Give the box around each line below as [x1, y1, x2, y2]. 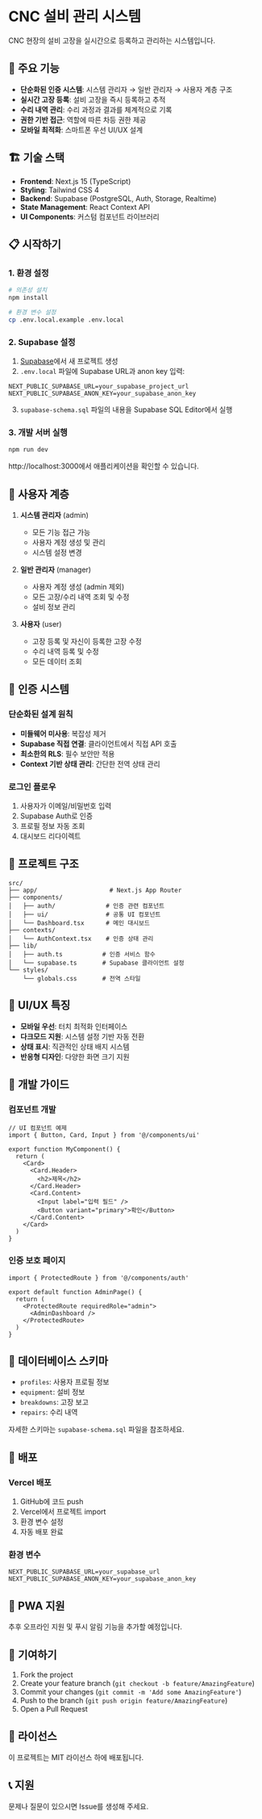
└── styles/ [8, 966, 48, 974]
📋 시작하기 [8, 237, 62, 251]
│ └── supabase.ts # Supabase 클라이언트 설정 [8, 959, 185, 967]
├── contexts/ [8, 926, 56, 934]
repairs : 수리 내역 [19, 1407, 78, 1418]
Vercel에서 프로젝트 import [19, 1507, 106, 1517]
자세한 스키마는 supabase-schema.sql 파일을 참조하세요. [8, 1425, 185, 1435]
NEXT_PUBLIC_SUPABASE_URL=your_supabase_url [8, 1568, 160, 1576]
